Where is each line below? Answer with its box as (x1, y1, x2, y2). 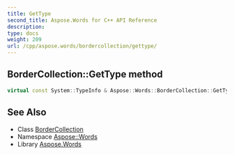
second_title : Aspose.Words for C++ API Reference (7, 17, 157, 24)
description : (7, 23, 45, 30)
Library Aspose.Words (17, 140, 82, 148)
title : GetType (7, 10, 52, 17)
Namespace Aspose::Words (17, 132, 97, 140)
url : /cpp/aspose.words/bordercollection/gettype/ (7, 43, 157, 50)
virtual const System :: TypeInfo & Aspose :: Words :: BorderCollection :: (7, 87, 214, 94)
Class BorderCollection (17, 125, 84, 133)
